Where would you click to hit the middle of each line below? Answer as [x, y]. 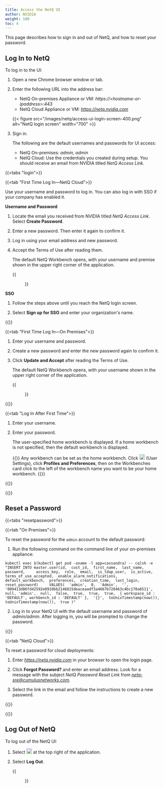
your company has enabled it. [35, 197]
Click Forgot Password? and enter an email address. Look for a [77, 669]
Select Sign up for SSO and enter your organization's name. [73, 313]
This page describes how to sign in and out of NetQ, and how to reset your [81, 37]
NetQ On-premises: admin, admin [54, 153]
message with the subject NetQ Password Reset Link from [71, 675]
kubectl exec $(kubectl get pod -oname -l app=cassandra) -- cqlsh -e [79, 563]
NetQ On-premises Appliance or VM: [57, 99]
